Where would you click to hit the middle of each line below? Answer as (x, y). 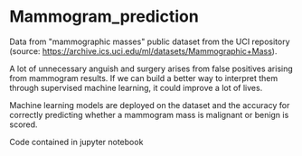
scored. (24, 124)
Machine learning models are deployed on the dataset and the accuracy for (150, 105)
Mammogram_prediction (104, 17)
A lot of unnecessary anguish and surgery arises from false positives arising (151, 69)
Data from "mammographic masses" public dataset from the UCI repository (150, 41)
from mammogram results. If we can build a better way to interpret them (144, 78)
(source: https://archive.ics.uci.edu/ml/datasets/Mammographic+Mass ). (143, 50)
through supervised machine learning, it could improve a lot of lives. (136, 87)
